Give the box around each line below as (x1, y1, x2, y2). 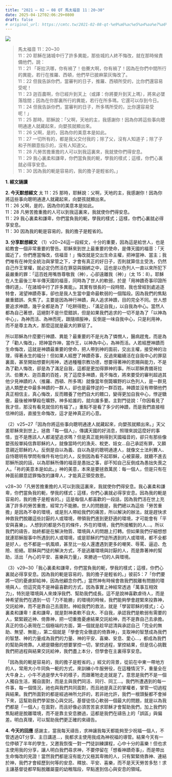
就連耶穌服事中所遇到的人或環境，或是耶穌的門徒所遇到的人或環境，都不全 (5, 534, 162, 541)
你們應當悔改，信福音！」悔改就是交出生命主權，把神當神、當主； (23, 252, 162, 258)
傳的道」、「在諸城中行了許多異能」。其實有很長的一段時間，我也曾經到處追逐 (5, 284, 165, 290)
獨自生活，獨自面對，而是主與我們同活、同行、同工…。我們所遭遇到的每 (9, 678, 162, 685)
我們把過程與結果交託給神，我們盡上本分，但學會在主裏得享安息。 (5, 648, 144, 654)
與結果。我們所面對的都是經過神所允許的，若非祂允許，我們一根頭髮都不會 (5, 691, 162, 698)
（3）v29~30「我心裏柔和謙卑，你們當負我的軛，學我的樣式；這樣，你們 (5, 565, 160, 571)
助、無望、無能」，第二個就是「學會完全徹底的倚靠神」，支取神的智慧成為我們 (5, 629, 167, 635)
